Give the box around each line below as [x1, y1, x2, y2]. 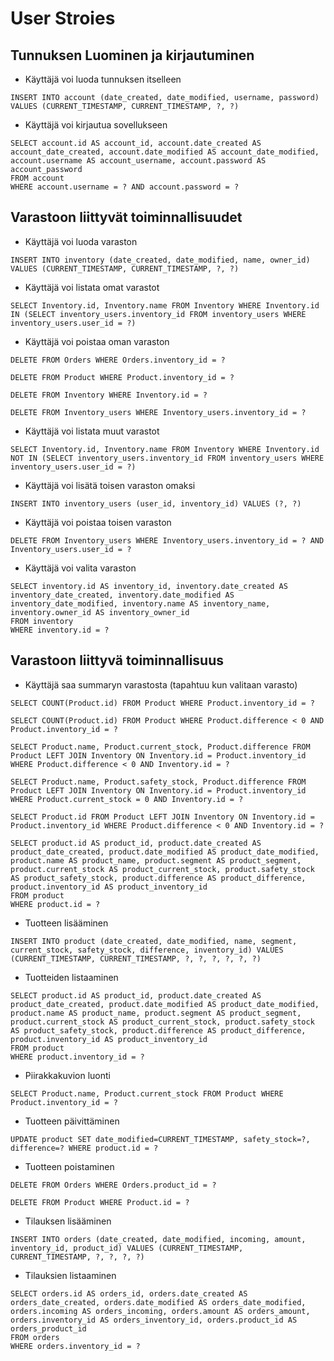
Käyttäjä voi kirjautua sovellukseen [24, 119, 168, 131]
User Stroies [10, 7, 116, 30]
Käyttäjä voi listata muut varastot [24, 425, 160, 437]
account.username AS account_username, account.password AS [10, 156, 267, 166]
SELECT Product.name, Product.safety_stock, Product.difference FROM [10, 777, 307, 787]
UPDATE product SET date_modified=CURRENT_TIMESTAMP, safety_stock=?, [10, 1134, 311, 1144]
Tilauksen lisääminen [24, 1215, 112, 1227]
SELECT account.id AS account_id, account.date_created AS [10, 138, 262, 148]
